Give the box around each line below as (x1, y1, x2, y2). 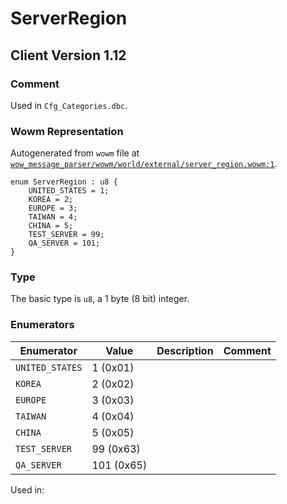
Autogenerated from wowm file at (10, 147, 140, 159)
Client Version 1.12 (10, 47, 127, 64)
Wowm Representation (10, 124, 124, 138)
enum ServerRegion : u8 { (10, 177, 118, 187)
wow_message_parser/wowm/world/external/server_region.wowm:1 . (10, 158, 278, 170)
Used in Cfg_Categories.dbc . (10, 99, 128, 111)
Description (156, 343, 214, 357)
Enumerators (10, 318, 75, 332)
